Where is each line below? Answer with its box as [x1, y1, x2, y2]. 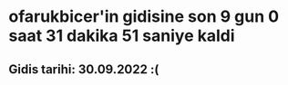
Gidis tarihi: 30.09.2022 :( [8, 61, 159, 77]
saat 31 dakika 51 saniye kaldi [8, 25, 235, 46]
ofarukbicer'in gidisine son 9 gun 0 [8, 6, 280, 27]
